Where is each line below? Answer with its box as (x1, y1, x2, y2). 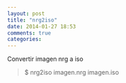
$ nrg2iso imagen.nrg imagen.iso (24, 68, 120, 77)
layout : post (7, 10, 45, 17)
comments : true (7, 29, 52, 37)
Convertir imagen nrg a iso (7, 55, 84, 63)
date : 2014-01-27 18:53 (7, 23, 77, 30)
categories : (7, 36, 42, 43)
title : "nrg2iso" (7, 17, 58, 24)
